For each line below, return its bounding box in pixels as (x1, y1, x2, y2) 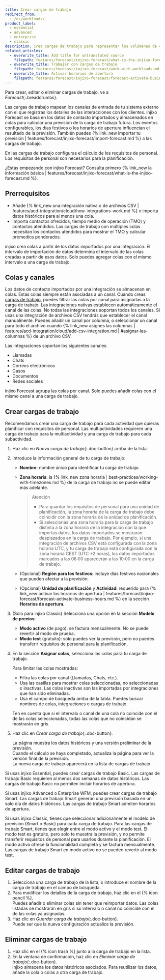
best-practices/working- (109, 474, 158, 480)
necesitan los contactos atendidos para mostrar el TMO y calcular (12, 229, 146, 234)
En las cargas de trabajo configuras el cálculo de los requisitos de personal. (5, 150, 159, 156)
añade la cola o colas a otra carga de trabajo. (12, 969, 104, 975)
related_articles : (5, 48, 43, 53)
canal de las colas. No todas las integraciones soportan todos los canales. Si (5, 307, 160, 313)
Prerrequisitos (5, 190, 50, 198)
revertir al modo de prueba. (19, 631, 75, 636)
